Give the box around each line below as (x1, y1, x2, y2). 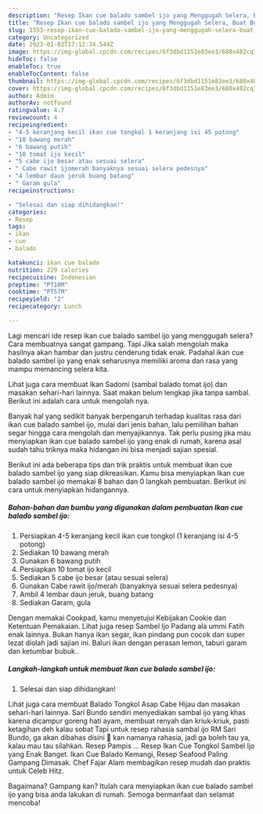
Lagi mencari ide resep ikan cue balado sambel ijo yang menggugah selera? (8, 330, 254, 340)
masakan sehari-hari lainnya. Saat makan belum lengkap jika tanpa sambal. (8, 388, 250, 397)
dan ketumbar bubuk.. (8, 646, 80, 655)
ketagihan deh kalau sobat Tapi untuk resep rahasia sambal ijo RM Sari (8, 724, 236, 734)
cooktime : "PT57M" (8, 288, 68, 296)
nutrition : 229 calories (8, 266, 89, 274)
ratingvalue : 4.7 (8, 107, 65, 115)
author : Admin (8, 92, 55, 100)
